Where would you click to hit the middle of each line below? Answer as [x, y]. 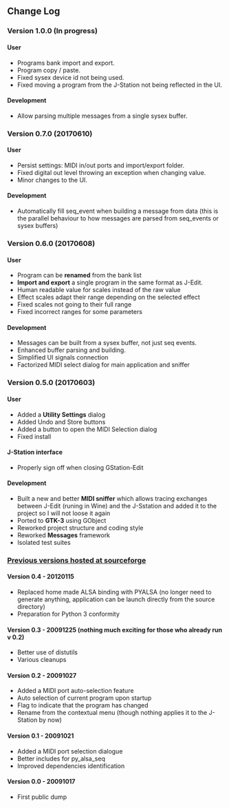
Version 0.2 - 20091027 [42, 675]
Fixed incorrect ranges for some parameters [80, 312]
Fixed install [34, 436]
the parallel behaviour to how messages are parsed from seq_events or [118, 218]
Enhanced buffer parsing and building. [71, 350]
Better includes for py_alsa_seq [61, 758]
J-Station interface [35, 452]
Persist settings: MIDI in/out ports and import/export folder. [100, 165]
